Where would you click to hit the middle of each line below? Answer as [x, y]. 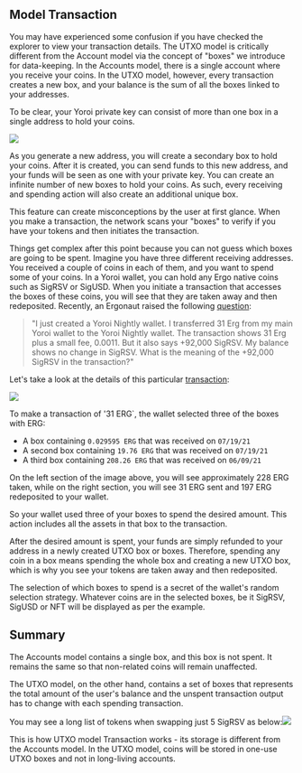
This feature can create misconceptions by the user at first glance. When [145, 211]
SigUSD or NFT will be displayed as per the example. [107, 606]
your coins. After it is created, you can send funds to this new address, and [149, 165]
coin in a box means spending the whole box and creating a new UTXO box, [150, 560]
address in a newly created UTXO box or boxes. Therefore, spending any [145, 551]
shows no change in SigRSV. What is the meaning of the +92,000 [153, 352]
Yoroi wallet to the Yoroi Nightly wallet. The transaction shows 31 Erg [159, 332]
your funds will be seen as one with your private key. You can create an [142, 174]
